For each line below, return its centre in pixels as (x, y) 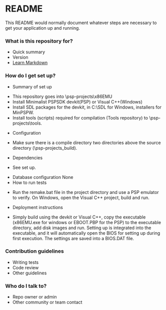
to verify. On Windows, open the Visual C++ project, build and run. (81, 197)
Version (20, 57)
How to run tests (29, 182)
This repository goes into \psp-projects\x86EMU (62, 96)
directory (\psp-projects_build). (45, 148)
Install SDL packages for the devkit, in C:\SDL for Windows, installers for (87, 107)
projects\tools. (27, 123)
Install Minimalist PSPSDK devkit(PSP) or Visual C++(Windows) (77, 101)
